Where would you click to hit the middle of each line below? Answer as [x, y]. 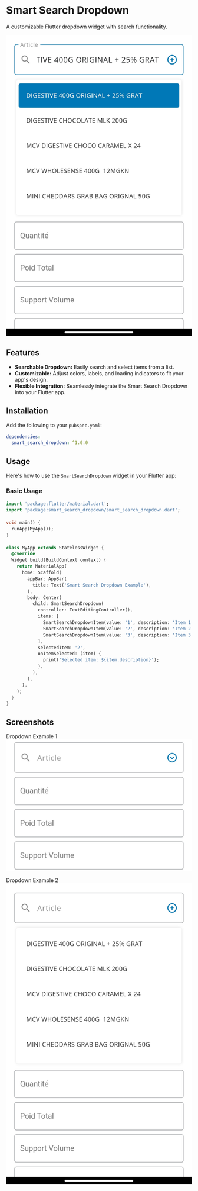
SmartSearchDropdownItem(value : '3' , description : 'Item [114, 635]
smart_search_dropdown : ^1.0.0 [50, 443]
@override [23, 554]
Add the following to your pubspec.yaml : [54, 425]
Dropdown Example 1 [32, 736]
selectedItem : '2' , [61, 648]
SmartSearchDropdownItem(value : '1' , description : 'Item [114, 623]
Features [23, 353]
